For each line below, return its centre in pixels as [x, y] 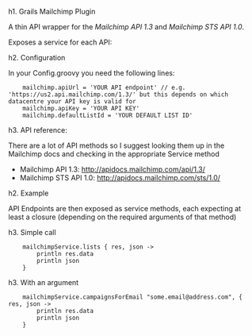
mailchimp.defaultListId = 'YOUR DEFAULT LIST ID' [108, 115]
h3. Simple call [32, 232]
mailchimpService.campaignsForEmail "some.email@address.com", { [133, 297]
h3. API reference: [38, 130]
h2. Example [29, 193]
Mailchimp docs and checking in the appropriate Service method [114, 154]
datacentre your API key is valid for [72, 102]
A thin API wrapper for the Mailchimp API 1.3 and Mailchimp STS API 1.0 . [126, 27]
